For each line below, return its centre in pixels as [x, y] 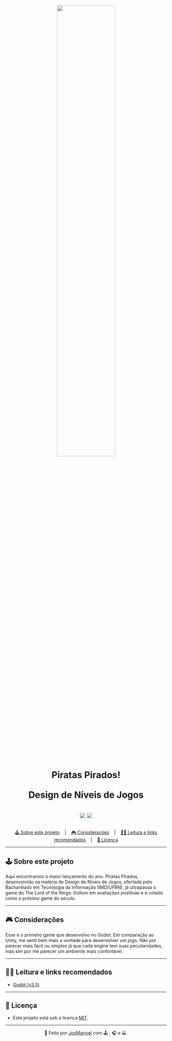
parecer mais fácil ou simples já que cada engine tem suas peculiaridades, [84, 945]
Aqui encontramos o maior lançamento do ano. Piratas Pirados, [72, 876]
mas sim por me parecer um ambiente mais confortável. [64, 951]
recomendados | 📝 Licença [86, 840]
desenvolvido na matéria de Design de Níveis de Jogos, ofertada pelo [79, 882]
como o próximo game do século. [41, 898]
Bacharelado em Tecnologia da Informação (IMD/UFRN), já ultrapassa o [81, 887]
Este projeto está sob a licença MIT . [50, 1018]
